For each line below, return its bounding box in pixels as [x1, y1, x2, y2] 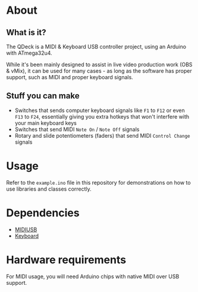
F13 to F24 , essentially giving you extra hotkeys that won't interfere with [14, 113, 190, 120]
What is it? [6, 27, 46, 38]
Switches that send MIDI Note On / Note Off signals [14, 126, 140, 133]
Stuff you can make [6, 91, 80, 101]
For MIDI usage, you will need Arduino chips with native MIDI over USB [6, 272, 180, 280]
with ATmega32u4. [6, 49, 52, 57]
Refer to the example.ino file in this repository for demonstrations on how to [6, 179, 191, 186]
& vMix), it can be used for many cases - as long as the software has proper [6, 67, 192, 74]
